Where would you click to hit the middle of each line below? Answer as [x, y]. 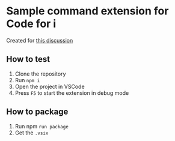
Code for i [31, 24]
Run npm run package [42, 126]
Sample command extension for [87, 11]
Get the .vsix [32, 133]
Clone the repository [40, 74]
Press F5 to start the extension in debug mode [72, 93]
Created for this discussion [40, 40]
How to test [28, 59]
